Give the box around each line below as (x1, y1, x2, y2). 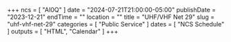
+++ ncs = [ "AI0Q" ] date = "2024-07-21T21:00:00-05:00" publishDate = (7, 6, 217, 14)
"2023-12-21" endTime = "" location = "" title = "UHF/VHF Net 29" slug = (7, 13, 215, 21)
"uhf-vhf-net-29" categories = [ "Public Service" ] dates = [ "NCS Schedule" (7, 20, 225, 28)
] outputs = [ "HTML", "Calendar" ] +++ (7, 27, 119, 35)
